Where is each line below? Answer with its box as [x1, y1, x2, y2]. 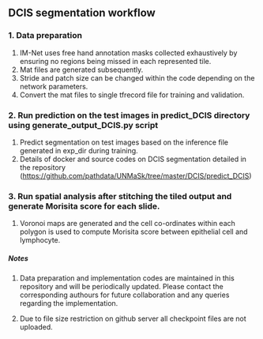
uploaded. [19, 322, 53, 332]
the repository [19, 162, 66, 172]
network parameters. [19, 81, 88, 91]
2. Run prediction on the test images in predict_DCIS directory [8, 110, 250, 121]
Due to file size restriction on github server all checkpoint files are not [19, 314, 246, 323]
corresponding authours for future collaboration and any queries [19, 290, 230, 299]
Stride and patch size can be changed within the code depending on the [19, 73, 255, 82]
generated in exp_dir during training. [19, 145, 138, 155]
